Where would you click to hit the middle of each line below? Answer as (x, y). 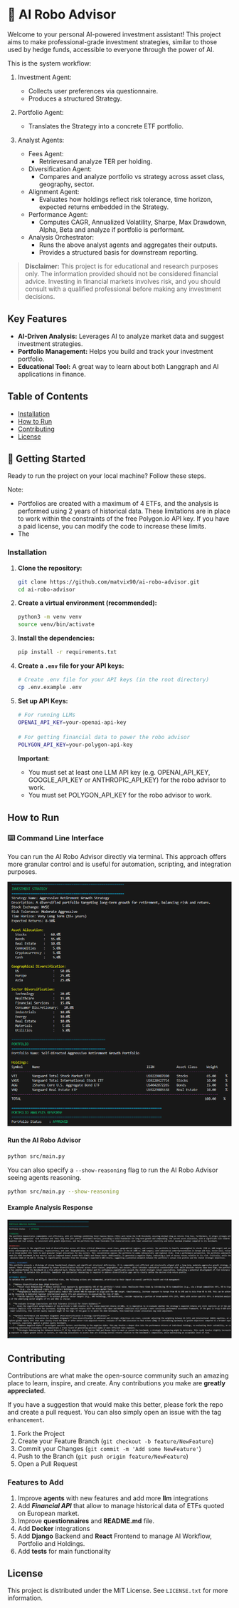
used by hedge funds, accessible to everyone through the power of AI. (111, 49)
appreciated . (27, 1391)
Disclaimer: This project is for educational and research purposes (121, 266)
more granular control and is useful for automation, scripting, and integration (119, 864)
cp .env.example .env (49, 687)
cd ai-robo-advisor (47, 589)
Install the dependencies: (56, 638)
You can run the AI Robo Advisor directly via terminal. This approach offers (117, 856)
